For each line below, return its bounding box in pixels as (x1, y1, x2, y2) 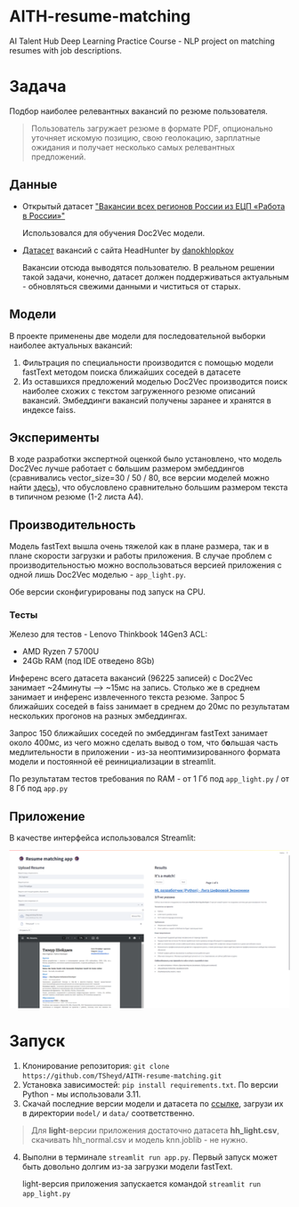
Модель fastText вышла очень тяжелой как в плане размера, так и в (9, 541, 270, 552)
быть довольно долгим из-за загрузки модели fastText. (21, 1161, 233, 1171)
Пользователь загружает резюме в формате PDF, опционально (30, 123, 273, 134)
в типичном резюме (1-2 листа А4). (9, 491, 144, 502)
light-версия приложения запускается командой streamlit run (21, 1178, 262, 1189)
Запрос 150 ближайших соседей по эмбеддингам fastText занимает (9, 728, 269, 739)
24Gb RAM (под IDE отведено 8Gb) (21, 656, 155, 667)
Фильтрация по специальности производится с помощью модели (21, 357, 274, 368)
